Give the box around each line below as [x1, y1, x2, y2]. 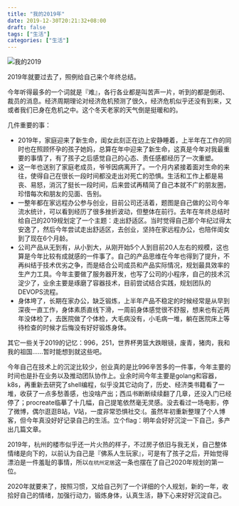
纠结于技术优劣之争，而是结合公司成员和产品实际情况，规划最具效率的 [23, 261, 230, 270]
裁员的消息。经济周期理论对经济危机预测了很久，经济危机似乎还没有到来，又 [7, 97, 232, 106]
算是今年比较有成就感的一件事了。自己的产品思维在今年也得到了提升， [17, 252, 224, 260]
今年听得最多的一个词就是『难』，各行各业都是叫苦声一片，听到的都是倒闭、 [7, 88, 229, 96]
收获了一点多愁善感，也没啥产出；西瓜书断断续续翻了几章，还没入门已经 [19, 390, 232, 398]
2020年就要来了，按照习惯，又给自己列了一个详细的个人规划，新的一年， [7, 482, 223, 491]
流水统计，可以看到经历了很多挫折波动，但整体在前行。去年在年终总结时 [17, 208, 230, 216]
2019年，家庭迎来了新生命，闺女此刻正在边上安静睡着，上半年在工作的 [17, 136, 225, 145]
